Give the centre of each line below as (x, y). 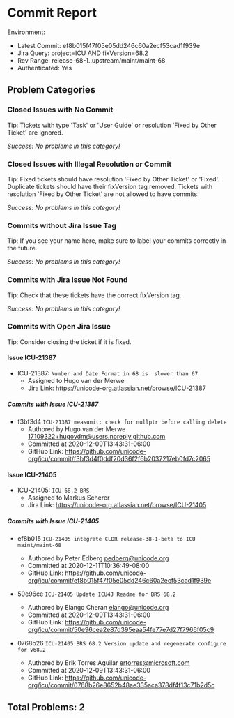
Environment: (26, 32)
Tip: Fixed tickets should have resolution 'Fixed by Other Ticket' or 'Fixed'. (114, 179)
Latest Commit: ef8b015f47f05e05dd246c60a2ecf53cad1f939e (109, 45)
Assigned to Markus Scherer (69, 498)
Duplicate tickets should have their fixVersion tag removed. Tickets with (110, 186)
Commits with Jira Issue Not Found (68, 280)
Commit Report (52, 13)
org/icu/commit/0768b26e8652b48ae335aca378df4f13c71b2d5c (121, 685)
